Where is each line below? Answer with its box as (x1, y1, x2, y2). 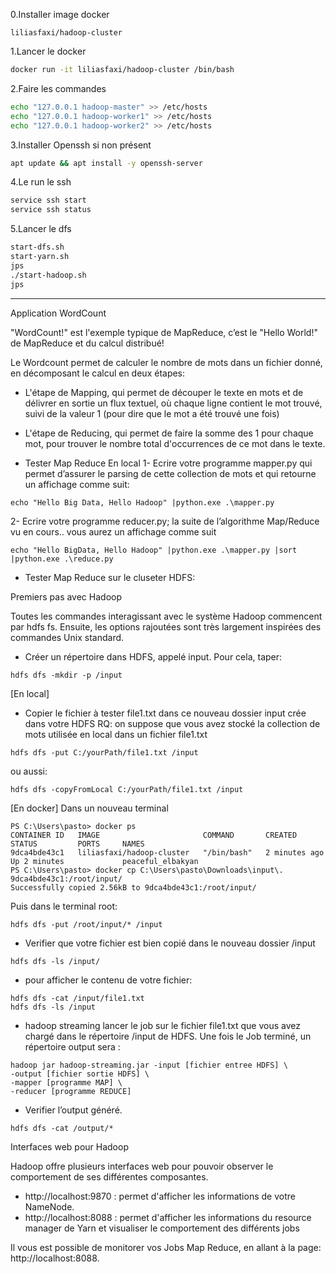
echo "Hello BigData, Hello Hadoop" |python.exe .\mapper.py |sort (10, 545, 298, 555)
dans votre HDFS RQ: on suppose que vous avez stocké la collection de (24, 717, 321, 729)
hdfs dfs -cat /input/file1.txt (10, 993, 145, 1003)
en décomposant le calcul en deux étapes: (10, 367, 186, 379)
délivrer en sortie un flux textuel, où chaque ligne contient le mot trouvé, (24, 397, 323, 409)
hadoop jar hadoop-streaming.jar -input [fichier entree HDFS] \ (10, 1060, 288, 1070)
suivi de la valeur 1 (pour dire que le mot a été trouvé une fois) (24, 407, 280, 419)
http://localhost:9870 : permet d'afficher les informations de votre (24, 1190, 296, 1202)
